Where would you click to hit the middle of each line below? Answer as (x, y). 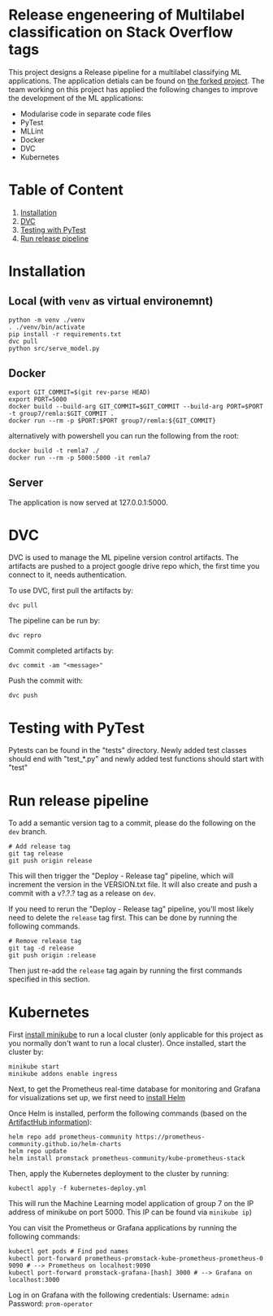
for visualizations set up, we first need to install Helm (97, 1098)
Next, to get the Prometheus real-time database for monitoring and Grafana (134, 1089)
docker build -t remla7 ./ (54, 450)
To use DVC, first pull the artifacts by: (71, 591)
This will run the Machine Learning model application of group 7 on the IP (131, 1204)
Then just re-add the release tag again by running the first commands (125, 971)
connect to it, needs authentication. (68, 575)
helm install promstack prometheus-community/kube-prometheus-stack (127, 1159)
